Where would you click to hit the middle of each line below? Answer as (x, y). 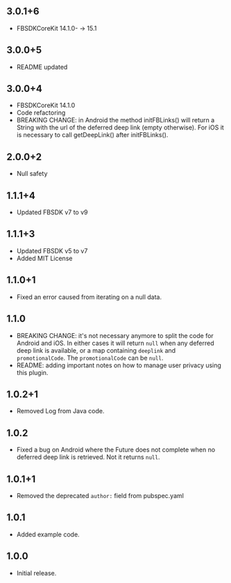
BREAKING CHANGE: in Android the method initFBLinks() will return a (115, 120)
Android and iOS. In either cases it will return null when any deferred (115, 343)
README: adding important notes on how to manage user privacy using (119, 365)
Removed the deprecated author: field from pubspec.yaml (100, 495)
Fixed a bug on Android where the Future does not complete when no (116, 450)
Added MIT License (44, 258)
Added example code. (48, 534)
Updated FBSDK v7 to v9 (52, 212)
